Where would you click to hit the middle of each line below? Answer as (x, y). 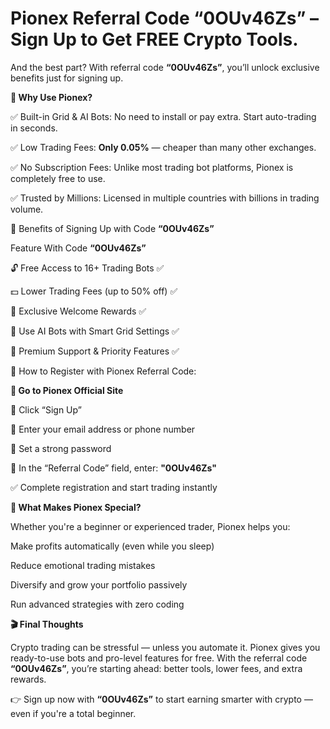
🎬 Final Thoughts (47, 624)
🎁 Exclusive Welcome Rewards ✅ (78, 311)
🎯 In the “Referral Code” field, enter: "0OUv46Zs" (114, 468)
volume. (27, 209)
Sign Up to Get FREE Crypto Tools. (154, 39)
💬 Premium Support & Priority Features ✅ (95, 351)
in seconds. (34, 128)
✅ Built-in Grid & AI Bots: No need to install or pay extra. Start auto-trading (163, 116)
